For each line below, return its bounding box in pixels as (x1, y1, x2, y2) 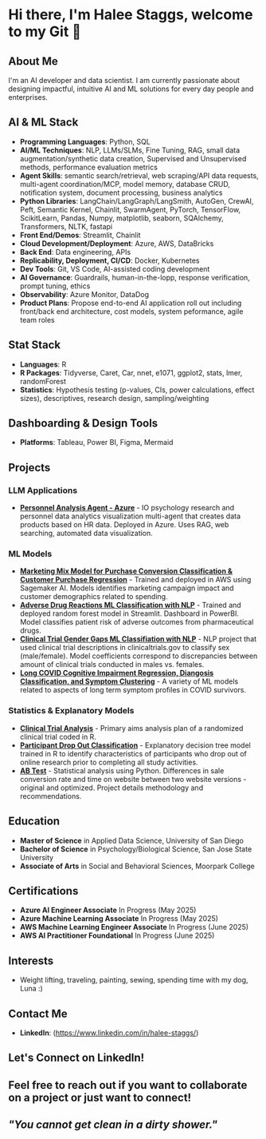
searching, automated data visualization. (19, 529, 153, 538)
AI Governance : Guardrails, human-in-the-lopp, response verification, (19, 272, 251, 282)
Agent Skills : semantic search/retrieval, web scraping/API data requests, (19, 170, 259, 181)
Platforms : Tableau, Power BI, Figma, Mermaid (19, 438, 174, 447)
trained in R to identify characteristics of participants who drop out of (19, 748, 247, 758)
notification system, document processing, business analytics (19, 188, 223, 197)
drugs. (19, 625, 41, 636)
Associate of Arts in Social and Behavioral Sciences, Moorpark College (19, 861, 255, 871)
